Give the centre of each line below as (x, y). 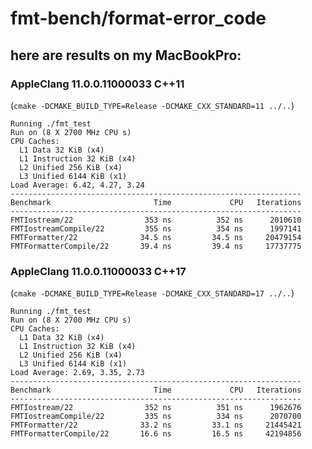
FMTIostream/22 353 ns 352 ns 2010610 (156, 220)
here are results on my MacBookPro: (126, 55)
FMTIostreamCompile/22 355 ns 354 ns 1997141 (156, 228)
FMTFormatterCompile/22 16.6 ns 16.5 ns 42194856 (156, 434)
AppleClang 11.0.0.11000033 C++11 (97, 84)
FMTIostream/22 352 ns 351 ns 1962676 (156, 408)
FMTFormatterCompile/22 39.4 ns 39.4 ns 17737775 (156, 246)
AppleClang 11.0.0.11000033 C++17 (98, 271)
